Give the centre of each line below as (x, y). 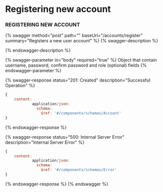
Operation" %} (20, 86)
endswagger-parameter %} (33, 71)
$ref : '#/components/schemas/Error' (79, 170)
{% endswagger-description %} (38, 50)
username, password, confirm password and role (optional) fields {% (76, 65)
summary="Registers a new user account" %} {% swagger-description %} (82, 41)
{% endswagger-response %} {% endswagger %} (57, 184)
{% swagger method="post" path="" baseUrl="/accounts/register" (74, 35)
